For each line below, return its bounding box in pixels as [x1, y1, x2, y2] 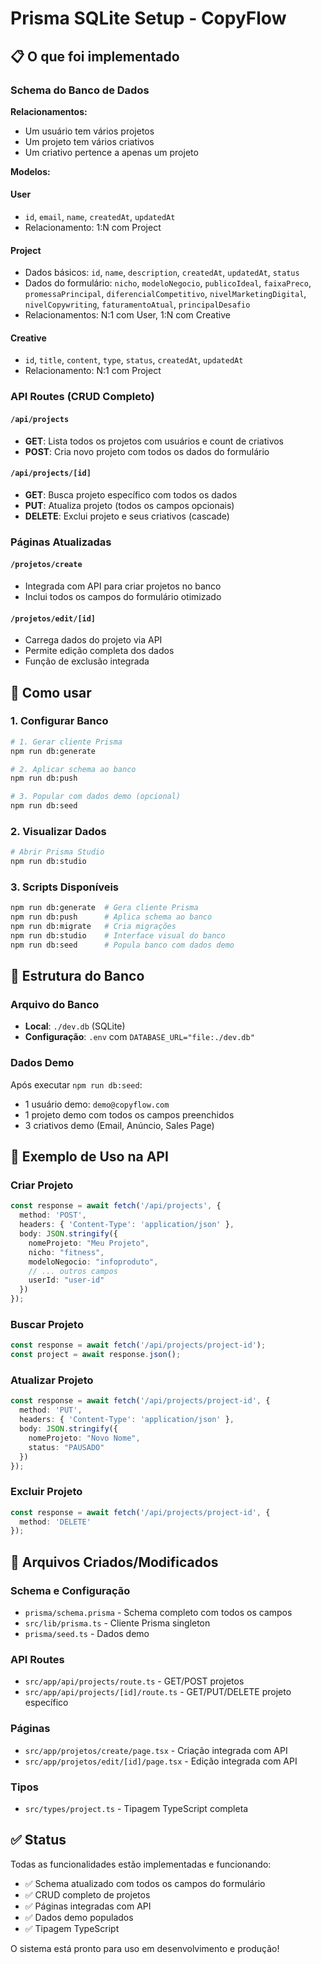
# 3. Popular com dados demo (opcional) [10, 792, 182, 802]
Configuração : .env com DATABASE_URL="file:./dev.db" [24, 1031, 255, 1043]
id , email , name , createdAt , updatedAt [24, 211, 176, 223]
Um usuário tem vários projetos [24, 125, 155, 137]
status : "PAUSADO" [28, 1442, 105, 1452]
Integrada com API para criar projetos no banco [24, 580, 222, 592]
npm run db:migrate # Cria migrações [10, 922, 177, 932]
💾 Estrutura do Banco [10, 968, 145, 985]
